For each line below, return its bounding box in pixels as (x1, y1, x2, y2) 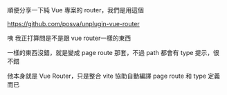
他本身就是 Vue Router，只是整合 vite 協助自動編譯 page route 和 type (7, 72, 206, 80)
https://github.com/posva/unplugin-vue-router (7, 20, 140, 28)
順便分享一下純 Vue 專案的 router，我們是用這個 (7, 6, 144, 14)
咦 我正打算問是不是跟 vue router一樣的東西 (7, 34, 131, 42)
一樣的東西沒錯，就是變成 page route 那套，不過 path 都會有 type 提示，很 (7, 49, 220, 56)
